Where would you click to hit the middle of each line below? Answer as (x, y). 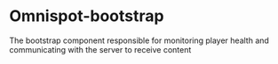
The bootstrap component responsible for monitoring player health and (139, 40)
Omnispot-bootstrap (87, 16)
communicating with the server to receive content (100, 49)
